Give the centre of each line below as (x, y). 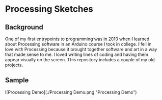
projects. (14, 65)
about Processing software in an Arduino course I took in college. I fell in (78, 44)
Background (24, 27)
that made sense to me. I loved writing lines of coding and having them (77, 54)
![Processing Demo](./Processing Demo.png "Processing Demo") (71, 92)
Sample (17, 80)
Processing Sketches (49, 9)
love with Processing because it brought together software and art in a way (81, 49)
